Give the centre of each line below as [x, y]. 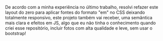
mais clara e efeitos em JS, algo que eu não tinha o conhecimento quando [81, 23]
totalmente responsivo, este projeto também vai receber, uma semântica [79, 18]
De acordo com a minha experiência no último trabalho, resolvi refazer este [82, 7]
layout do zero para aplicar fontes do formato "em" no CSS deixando [75, 12]
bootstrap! [16, 33]
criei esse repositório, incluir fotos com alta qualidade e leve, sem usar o [79, 28]
